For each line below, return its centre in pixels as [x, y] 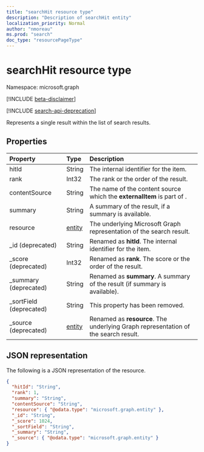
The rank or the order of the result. [139, 179]
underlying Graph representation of [140, 326]
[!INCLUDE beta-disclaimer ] [41, 99]
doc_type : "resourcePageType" [45, 40]
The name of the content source [135, 189]
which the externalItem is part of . [138, 196]
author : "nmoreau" [29, 29]
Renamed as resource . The [128, 319]
